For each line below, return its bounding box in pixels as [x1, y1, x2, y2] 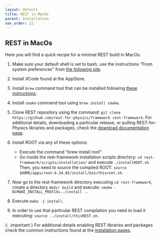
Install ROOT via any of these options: [12, 139, 88, 145]
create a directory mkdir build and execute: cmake [12, 184, 112, 190]
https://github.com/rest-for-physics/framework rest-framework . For [12, 115, 152, 120]
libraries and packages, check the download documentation [29, 125, 149, 131]
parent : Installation [5, 16, 49, 21]
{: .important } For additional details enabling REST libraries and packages [5, 222, 153, 228]
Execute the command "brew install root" [19, 149, 102, 155]
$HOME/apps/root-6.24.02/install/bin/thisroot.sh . [19, 170, 124, 176]
